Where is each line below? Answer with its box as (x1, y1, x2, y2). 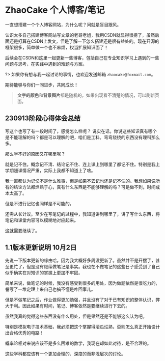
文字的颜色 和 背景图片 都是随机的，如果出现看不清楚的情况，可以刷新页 (17, 92, 160, 98)
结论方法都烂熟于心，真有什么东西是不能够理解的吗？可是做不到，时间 (13, 184, 156, 190)
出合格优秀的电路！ (5, 330, 44, 335)
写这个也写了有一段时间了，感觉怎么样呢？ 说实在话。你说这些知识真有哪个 (5, 128, 157, 134)
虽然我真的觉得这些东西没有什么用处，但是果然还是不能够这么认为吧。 (5, 313, 147, 319)
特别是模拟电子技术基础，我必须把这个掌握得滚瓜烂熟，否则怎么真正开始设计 (5, 324, 160, 330)
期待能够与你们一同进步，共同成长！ (5, 82, 79, 87)
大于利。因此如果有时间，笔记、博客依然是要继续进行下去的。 (5, 303, 130, 308)
